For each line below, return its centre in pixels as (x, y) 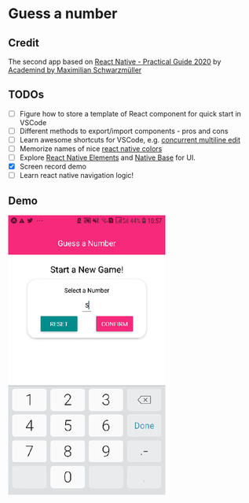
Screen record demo (53, 167)
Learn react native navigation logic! (77, 176)
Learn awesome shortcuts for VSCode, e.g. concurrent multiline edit (130, 139)
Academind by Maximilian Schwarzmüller (75, 70)
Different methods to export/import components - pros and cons (124, 131)
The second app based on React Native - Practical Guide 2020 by (115, 61)
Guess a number (63, 14)
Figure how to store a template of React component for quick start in (130, 113)
